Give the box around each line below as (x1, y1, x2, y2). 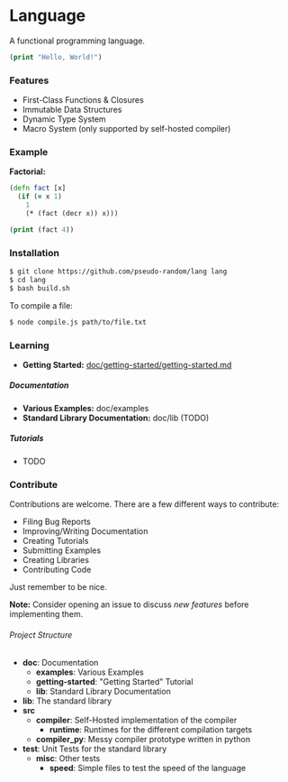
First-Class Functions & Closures (22, 95, 144, 106)
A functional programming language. (9, 35, 146, 46)
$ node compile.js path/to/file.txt (9, 317, 147, 327)
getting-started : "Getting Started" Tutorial (35, 676, 193, 687)
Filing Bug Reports (22, 516, 92, 528)
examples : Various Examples (35, 667, 144, 677)
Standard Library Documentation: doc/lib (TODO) (22, 412, 210, 423)
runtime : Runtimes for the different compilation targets (49, 724, 253, 735)
